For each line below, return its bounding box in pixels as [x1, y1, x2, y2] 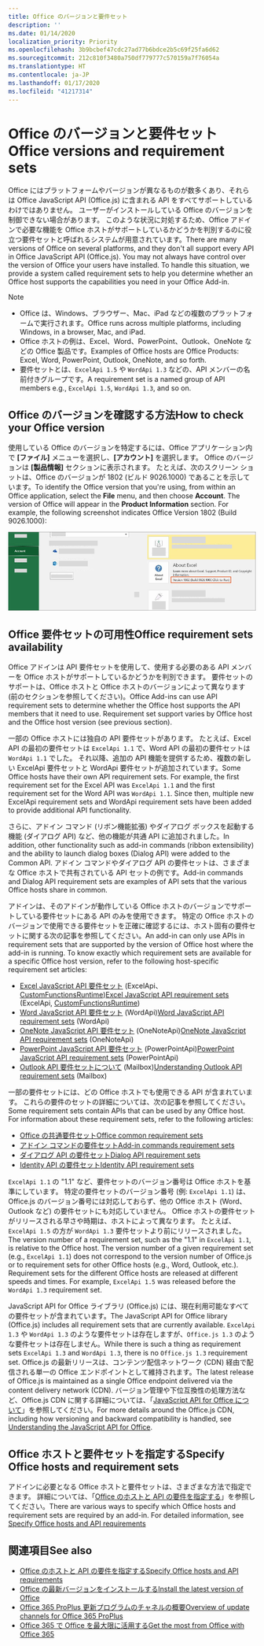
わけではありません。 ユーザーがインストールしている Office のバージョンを [8, 205, 254, 215]
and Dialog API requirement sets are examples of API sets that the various [8, 877, 247, 886]
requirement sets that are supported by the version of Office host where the [8, 940, 254, 949]
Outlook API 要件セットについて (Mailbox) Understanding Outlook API [19, 1063, 243, 1072]
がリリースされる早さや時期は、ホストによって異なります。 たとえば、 [8, 1216, 236, 1226]
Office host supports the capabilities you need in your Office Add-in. [8, 277, 230, 287]
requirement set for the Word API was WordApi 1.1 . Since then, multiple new [8, 789, 254, 798]
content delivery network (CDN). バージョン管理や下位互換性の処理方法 [8, 1385, 240, 1395]
